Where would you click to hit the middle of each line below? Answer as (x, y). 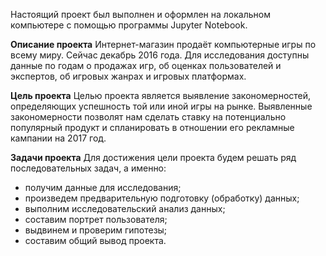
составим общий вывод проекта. (95, 240)
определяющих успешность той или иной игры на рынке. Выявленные (161, 106)
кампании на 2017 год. (58, 138)
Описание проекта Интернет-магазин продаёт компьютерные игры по (163, 44)
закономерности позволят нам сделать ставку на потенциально (148, 117)
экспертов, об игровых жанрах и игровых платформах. (128, 76)
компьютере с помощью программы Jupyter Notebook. (129, 25)
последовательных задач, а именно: (88, 168)
